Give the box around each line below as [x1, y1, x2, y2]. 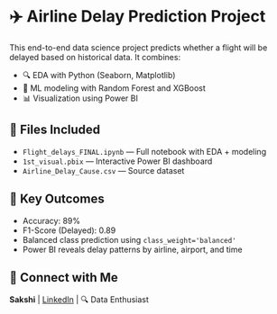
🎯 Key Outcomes [9, 192, 106, 207]
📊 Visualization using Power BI [22, 93, 138, 103]
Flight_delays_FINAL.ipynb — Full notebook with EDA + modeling [22, 146, 267, 157]
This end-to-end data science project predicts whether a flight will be [9, 41, 268, 53]
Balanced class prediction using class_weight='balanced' [22, 234, 236, 245]
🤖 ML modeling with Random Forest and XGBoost [22, 82, 206, 94]
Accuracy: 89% [22, 215, 81, 226]
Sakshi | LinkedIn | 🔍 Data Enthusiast [9, 294, 149, 305]
